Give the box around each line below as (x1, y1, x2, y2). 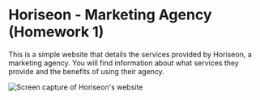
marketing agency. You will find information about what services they (8, 58, 239, 68)
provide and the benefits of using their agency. (8, 66, 164, 76)
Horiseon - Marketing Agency (8, 6, 212, 24)
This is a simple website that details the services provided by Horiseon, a (8, 49, 253, 59)
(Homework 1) (8, 23, 104, 41)
